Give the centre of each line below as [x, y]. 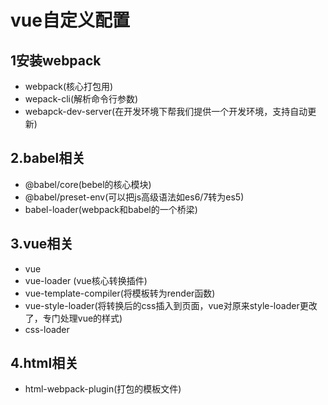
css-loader [47, 329]
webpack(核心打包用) [69, 86]
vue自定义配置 [70, 20]
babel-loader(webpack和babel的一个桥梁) [111, 209]
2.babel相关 [48, 158]
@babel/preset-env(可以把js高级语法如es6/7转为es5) [134, 197]
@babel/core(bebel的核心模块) [88, 184]
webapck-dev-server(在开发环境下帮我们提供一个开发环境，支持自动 [166, 111]
